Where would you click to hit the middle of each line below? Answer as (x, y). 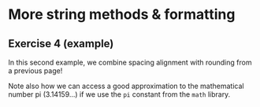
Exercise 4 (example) (61, 44)
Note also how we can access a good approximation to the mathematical (126, 86)
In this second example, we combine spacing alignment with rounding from (130, 62)
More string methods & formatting (122, 15)
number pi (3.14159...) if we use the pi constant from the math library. (119, 94)
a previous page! (35, 71)
